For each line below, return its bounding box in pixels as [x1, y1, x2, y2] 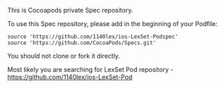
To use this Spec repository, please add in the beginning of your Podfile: [7, 20, 218, 27]
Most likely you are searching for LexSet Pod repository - [7, 65, 174, 73]
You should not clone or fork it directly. [7, 52, 120, 60]
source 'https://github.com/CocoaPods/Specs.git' [7, 39, 157, 46]
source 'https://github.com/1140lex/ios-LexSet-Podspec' [7, 33, 179, 40]
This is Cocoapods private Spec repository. [7, 6, 134, 14]
